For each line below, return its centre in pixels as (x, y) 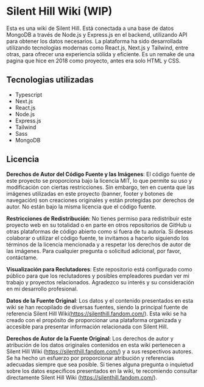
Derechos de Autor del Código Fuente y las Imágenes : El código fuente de (101, 174)
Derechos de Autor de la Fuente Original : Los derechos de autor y (90, 338)
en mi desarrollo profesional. (42, 289)
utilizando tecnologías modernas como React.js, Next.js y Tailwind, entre (97, 48)
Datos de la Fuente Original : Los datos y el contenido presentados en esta (100, 300)
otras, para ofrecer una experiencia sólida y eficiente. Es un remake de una (100, 54)
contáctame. (22, 257)
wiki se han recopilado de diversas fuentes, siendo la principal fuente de (97, 307)
